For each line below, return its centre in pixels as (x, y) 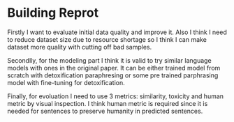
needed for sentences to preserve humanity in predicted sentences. (105, 111)
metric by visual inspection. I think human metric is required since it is (108, 103)
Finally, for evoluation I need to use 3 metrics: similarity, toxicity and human (116, 96)
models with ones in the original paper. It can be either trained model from (114, 68)
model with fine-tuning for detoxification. (66, 82)
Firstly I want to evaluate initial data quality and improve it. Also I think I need (117, 32)
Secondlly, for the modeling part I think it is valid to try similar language (109, 60)
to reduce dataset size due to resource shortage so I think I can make (107, 39)
